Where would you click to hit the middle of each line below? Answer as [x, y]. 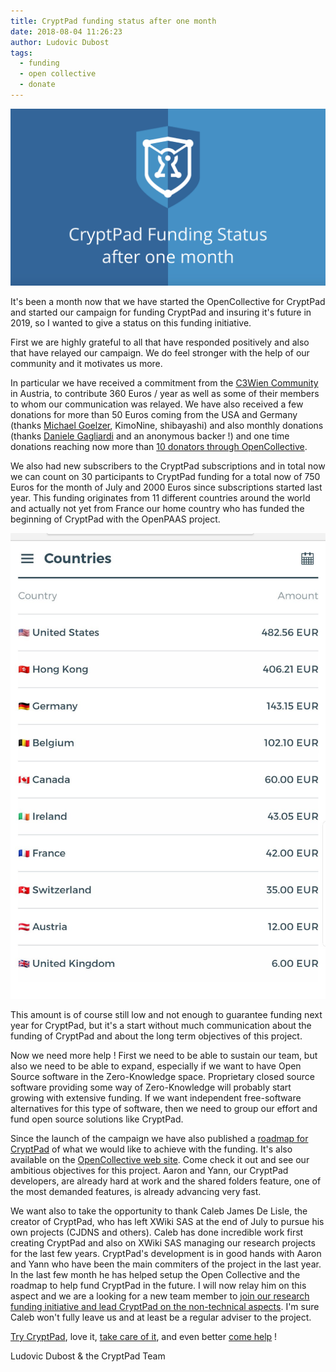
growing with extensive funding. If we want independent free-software [156, 1098]
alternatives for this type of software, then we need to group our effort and [164, 1109]
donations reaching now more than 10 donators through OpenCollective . [159, 447]
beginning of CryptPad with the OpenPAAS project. [115, 519]
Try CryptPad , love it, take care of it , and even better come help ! [144, 1337]
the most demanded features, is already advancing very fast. [136, 1192]
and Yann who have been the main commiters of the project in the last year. [166, 1264]
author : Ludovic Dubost [60, 42]
